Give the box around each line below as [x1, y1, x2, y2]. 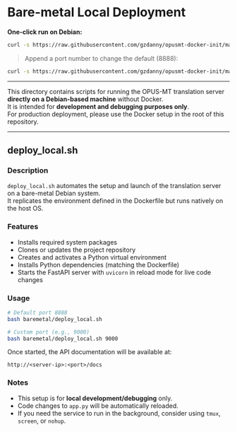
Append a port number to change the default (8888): [24, 54, 178, 62]
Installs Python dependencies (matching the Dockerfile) [17, 260, 180, 269]
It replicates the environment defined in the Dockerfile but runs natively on [7, 197, 224, 205]
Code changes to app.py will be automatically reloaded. [17, 401, 178, 410]
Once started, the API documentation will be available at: [7, 348, 172, 356]
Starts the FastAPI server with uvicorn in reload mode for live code [17, 268, 212, 276]
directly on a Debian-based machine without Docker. [7, 95, 164, 103]
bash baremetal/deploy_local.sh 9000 [7, 335, 119, 342]
